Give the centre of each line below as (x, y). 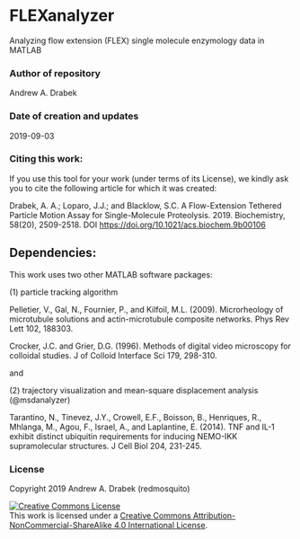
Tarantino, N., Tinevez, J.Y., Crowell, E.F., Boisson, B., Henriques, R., (136, 417)
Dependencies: (53, 253)
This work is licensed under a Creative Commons (100, 515)
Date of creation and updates (74, 116)
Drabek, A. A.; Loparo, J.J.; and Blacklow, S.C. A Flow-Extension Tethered (146, 205)
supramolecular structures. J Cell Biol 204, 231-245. (106, 446)
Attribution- (214, 515)
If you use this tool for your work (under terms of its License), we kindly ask (149, 178)
